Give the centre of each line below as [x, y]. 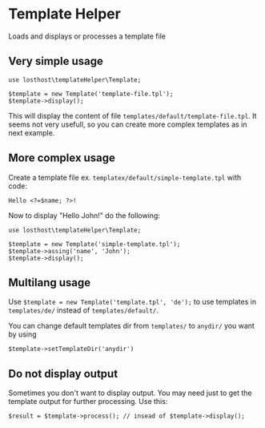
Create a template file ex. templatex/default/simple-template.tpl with [125, 177]
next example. [32, 132]
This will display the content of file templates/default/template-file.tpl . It [133, 115]
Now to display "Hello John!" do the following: [84, 215]
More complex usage [62, 158]
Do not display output [63, 373]
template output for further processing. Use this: [88, 402]
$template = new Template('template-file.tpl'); [91, 94]
